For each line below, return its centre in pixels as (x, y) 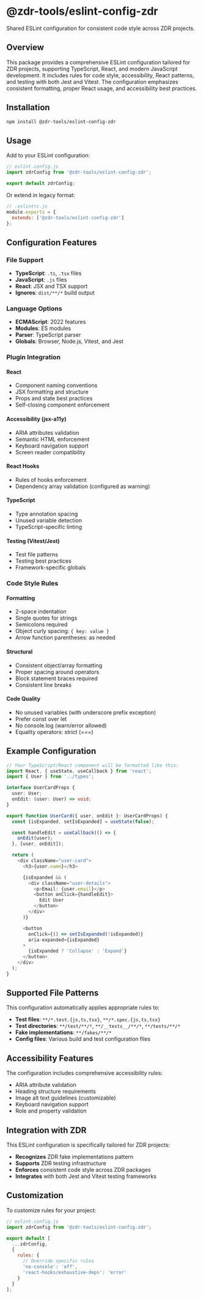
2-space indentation (41, 612)
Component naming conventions (56, 385)
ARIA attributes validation (47, 432)
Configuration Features (52, 242)
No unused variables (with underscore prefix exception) (86, 712)
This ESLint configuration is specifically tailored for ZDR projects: (88, 1145)
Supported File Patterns (53, 993)
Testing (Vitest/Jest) (33, 541)
